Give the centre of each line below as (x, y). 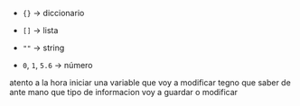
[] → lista (40, 30)
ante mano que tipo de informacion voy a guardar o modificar (123, 92)
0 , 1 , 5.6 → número (57, 65)
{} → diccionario (53, 13)
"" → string (43, 48)
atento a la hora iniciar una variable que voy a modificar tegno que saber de (150, 83)
